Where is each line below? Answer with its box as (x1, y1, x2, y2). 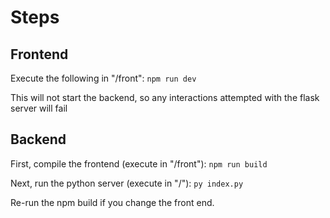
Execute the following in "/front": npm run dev (10, 72, 197, 84)
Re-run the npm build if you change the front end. (10, 196, 215, 208)
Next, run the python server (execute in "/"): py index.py (10, 177, 244, 189)
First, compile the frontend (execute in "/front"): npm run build (10, 157, 268, 170)
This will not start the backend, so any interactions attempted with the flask (10, 92, 320, 103)
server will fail (10, 102, 68, 114)
